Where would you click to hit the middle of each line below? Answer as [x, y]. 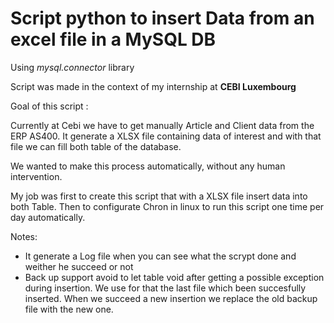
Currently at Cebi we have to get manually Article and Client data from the [162, 125]
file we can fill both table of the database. [96, 146]
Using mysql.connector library [72, 67]
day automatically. [48, 217]
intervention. [36, 176]
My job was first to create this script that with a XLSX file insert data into [159, 196]
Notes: [24, 236]
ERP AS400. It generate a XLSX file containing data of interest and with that [166, 136]
